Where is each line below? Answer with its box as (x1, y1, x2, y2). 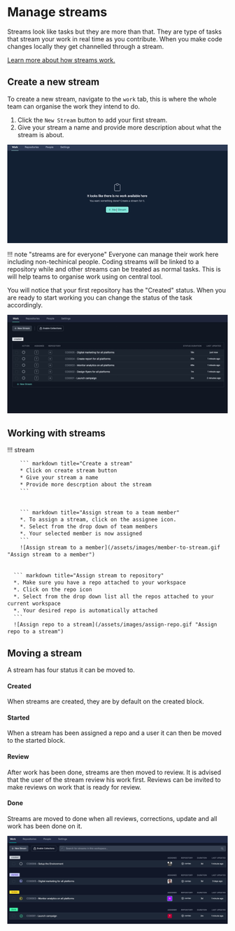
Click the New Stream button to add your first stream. (17, 115, 168, 124)
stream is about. (17, 130, 64, 139)
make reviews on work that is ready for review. (7, 783, 142, 791)
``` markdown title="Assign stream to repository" (13, 572, 164, 580)
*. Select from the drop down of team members (20, 523, 158, 531)
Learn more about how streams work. (7, 55, 115, 64)
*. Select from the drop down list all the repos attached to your (13, 593, 215, 601)
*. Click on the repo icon (13, 586, 92, 594)
